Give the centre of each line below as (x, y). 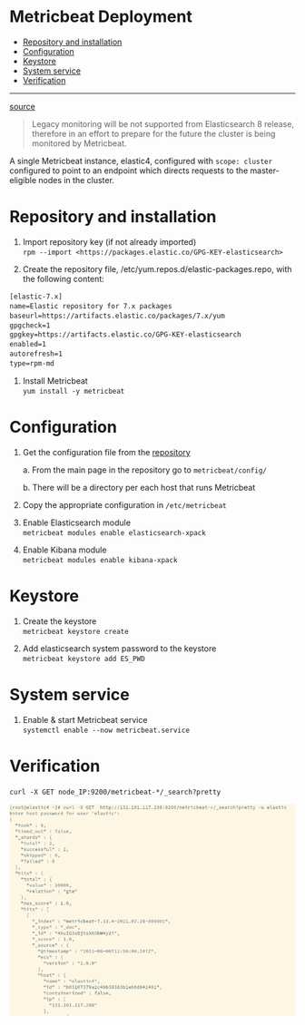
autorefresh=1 (36, 354)
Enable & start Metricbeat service (85, 719)
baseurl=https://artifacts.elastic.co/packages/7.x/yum (117, 316)
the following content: (63, 278)
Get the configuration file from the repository (106, 452)
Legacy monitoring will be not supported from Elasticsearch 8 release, (163, 123)
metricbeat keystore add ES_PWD (84, 659)
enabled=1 (28, 345)
